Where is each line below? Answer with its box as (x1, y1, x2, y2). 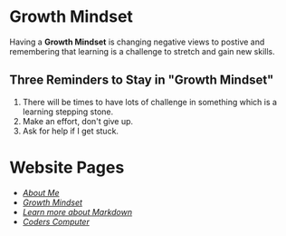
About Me (22, 187, 60, 198)
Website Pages (9, 157, 125, 178)
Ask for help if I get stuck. (22, 125, 119, 136)
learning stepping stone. (22, 106, 114, 117)
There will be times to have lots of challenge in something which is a (22, 96, 278, 107)
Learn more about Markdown (22, 206, 133, 217)
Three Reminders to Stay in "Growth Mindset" (9, 73, 274, 88)
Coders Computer (22, 216, 91, 227)
